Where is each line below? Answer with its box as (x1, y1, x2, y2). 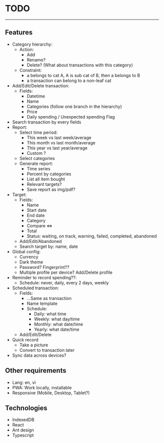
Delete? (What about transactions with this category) (26, 62, 133, 68)
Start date (26, 207, 47, 213)
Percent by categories (26, 171, 72, 177)
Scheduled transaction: (12, 285, 60, 291)
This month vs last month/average (26, 140, 96, 145)
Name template (26, 301, 58, 306)
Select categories (19, 155, 55, 161)
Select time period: (19, 129, 58, 135)
